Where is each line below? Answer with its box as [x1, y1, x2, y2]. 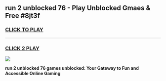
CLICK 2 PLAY [5, 45, 40, 52]
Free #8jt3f [5, 12, 41, 20]
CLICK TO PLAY [5, 27, 43, 33]
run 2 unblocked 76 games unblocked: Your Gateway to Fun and [5, 65, 139, 71]
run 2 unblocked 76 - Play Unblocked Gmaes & [5, 4, 151, 12]
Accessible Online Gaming [5, 70, 61, 76]
